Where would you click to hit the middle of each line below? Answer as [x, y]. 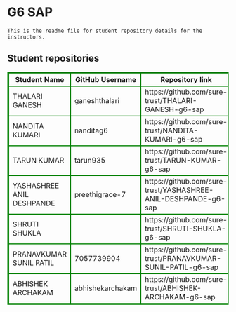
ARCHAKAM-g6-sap [180, 297]
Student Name [40, 79]
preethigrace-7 [100, 194]
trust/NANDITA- [172, 130]
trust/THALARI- [171, 100]
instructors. [26, 37]
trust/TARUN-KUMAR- [183, 160]
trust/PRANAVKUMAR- [183, 258]
